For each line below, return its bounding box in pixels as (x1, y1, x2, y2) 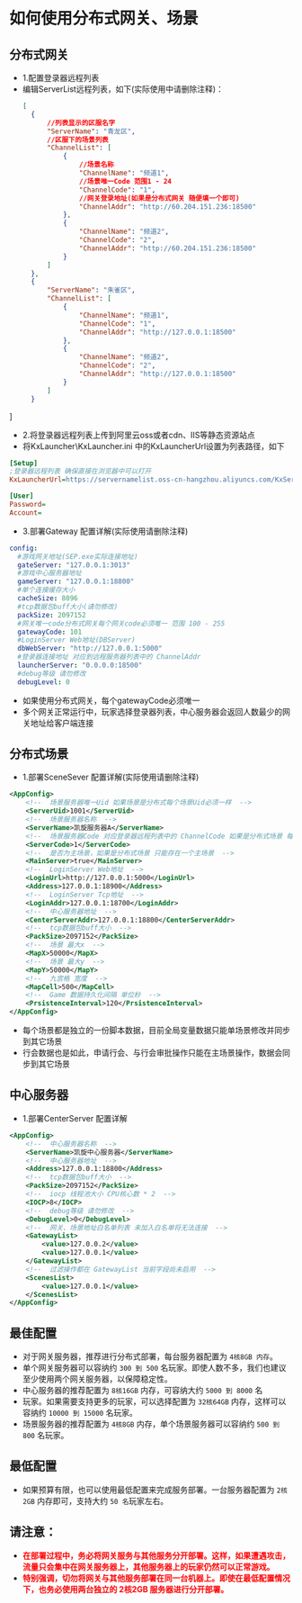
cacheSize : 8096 (17, 594, 78, 603)
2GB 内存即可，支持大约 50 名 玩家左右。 (22, 1495, 169, 1506)
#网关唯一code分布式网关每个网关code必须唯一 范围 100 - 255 (17, 618, 226, 628)
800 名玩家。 (22, 1430, 69, 1441)
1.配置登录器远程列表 (22, 73, 100, 83)
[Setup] (9, 458, 39, 468)
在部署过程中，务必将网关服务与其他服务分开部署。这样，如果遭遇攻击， (22, 1550, 290, 1561)
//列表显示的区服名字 (46, 118, 116, 127)
